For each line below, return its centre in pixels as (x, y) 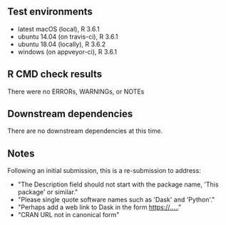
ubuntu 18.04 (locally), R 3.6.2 (61, 44)
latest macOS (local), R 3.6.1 (58, 29)
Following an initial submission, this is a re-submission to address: (104, 171)
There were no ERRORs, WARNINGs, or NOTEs (76, 91)
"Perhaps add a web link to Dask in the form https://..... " (99, 207)
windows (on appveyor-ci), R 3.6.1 (67, 51)
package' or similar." (48, 192)
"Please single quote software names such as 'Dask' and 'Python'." (116, 200)
